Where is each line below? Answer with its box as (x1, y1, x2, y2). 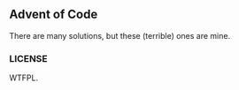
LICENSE (9, 52, 49, 64)
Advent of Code (9, 7, 98, 22)
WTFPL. (9, 72, 38, 83)
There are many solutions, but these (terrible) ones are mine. (9, 30, 231, 41)
